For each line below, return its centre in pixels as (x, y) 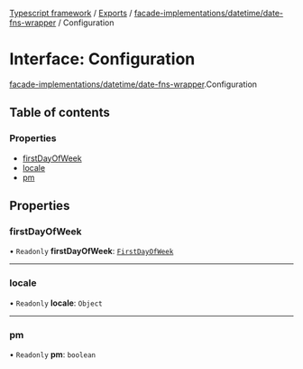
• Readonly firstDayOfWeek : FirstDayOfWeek (92, 251)
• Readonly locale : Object (56, 303)
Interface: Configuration (102, 59)
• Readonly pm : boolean (53, 354)
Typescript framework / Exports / (71, 13)
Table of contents (60, 113)
